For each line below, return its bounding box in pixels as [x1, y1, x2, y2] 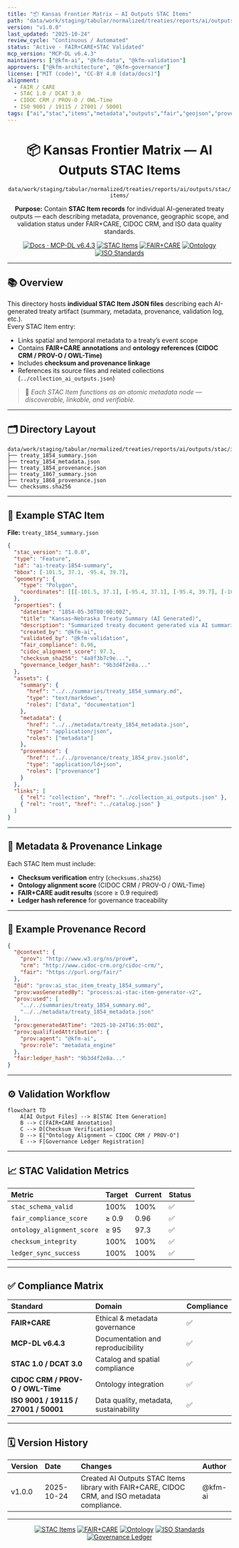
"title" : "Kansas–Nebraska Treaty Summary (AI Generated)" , [20, 615, 202, 622]
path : [7, 17, 23, 24]
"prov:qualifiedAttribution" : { [14, 1028, 110, 1035]
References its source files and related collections [17, 366, 165, 375]
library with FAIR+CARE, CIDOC [80, 1482, 186, 1492]
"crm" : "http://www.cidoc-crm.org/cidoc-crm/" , [20, 962, 164, 969]
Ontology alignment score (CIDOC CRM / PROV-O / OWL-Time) [17, 880, 206, 889]
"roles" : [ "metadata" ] [26, 734, 94, 742]
